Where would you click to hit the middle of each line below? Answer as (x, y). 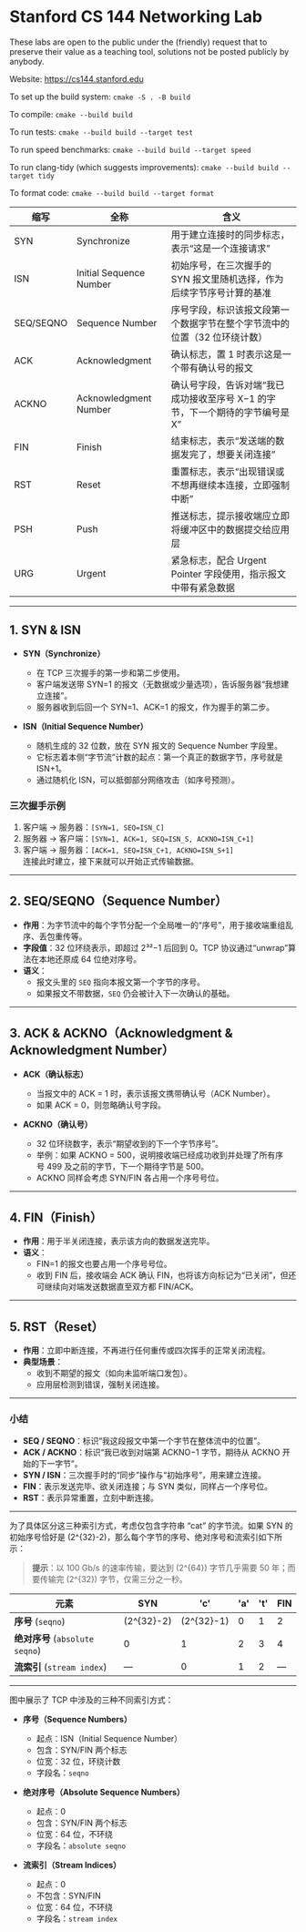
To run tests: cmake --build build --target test (102, 132)
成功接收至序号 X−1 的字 (223, 398)
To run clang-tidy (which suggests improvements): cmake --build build (144, 167)
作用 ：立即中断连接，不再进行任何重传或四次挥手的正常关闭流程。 (146, 1351)
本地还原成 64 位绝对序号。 (90, 959)
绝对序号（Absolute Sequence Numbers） (103, 1792)
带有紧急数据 (207, 588)
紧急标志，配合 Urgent (219, 560)
